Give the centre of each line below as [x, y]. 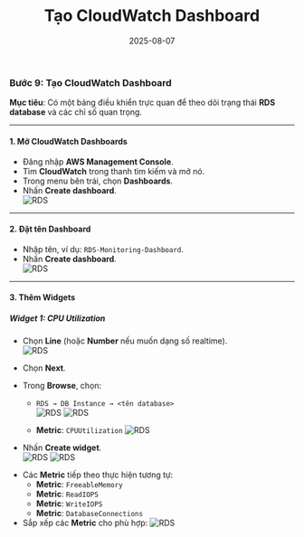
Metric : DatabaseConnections [89, 513]
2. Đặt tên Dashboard [50, 229]
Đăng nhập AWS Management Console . [98, 161]
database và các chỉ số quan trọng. [76, 112]
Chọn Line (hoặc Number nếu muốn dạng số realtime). [125, 341]
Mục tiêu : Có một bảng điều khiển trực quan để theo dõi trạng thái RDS [142, 103]
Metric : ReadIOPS [67, 495]
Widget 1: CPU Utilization [57, 318]
